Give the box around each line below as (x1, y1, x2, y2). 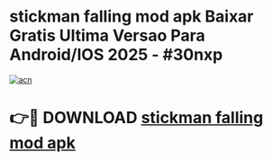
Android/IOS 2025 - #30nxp (9, 45, 223, 65)
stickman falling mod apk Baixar (9, 6, 254, 27)
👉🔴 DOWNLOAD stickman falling (9, 108, 264, 128)
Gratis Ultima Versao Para (9, 25, 205, 46)
